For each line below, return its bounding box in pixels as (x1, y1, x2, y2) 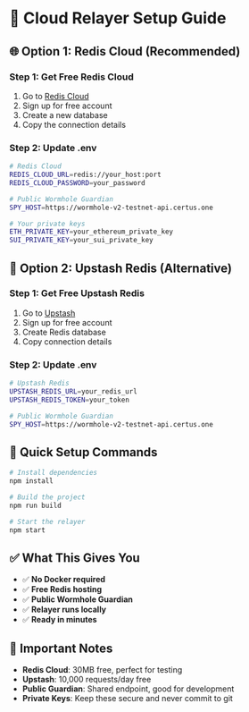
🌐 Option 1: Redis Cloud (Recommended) (9, 44, 241, 59)
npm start (9, 525, 46, 535)
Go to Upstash (21, 308, 76, 318)
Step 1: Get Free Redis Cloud (9, 71, 134, 83)
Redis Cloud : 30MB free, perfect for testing (21, 665, 183, 675)
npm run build (9, 501, 62, 510)
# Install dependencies (9, 469, 98, 478)
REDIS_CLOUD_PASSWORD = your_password (9, 178, 145, 187)
